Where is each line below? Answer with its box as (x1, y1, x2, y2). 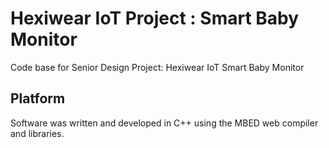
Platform (10, 90, 66, 107)
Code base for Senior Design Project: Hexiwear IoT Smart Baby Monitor (10, 61, 305, 73)
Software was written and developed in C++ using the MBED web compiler (10, 117, 319, 129)
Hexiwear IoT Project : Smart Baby (10, 7, 300, 30)
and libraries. (10, 127, 65, 139)
